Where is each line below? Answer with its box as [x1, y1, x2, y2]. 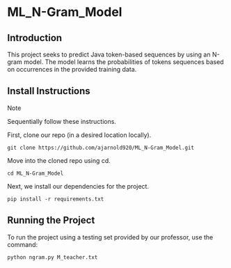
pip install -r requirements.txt [7, 196, 104, 203]
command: [7, 240, 38, 249]
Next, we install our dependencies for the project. [7, 182, 150, 190]
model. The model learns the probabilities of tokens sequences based [23, 58, 224, 66]
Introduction [7, 32, 63, 44]
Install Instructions [7, 85, 90, 97]
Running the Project [7, 214, 95, 226]
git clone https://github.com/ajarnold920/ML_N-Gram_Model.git [7, 144, 195, 151]
